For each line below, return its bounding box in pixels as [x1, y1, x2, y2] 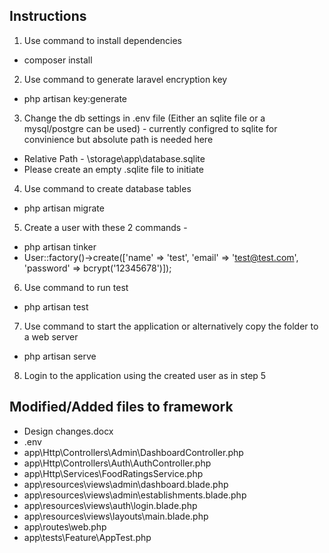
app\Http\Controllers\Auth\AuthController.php [23, 457, 212, 469]
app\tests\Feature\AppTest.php [23, 531, 152, 543]
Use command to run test [23, 281, 129, 293]
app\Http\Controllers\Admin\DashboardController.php [23, 446, 244, 458]
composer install [23, 54, 93, 66]
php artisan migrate [23, 202, 105, 214]
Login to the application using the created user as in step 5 [23, 369, 267, 381]
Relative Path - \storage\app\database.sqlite [23, 152, 206, 164]
